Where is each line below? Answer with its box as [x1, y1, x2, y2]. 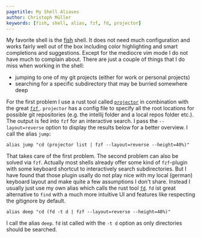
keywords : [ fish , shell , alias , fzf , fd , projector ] [6, 20, 141, 26]
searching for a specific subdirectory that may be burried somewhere [14, 80, 188, 87]
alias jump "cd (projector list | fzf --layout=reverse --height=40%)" [6, 142, 190, 148]
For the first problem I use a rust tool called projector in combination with [6, 98, 189, 105]
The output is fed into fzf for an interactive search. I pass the [6, 117, 158, 125]
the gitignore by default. [6, 197, 66, 205]
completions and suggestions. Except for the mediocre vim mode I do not [6, 49, 188, 57]
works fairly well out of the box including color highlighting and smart [6, 43, 178, 50]
